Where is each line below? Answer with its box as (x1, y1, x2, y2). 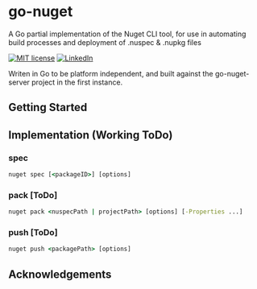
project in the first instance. (31, 77, 123, 87)
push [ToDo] (8, 226, 58, 237)
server (8, 77, 31, 87)
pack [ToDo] (8, 189, 58, 200)
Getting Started (8, 101, 88, 114)
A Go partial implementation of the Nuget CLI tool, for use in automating (8, 29, 247, 39)
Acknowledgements (8, 267, 112, 281)
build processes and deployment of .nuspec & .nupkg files (8, 37, 201, 47)
